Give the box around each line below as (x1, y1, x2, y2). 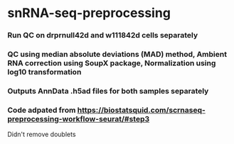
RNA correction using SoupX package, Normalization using (7, 58, 216, 68)
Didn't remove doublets (7, 130, 76, 139)
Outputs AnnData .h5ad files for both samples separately (7, 86, 209, 96)
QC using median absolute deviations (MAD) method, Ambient (7, 50, 228, 60)
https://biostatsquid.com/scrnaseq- (77, 105, 206, 115)
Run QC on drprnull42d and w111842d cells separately (7, 31, 198, 40)
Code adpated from (7, 105, 76, 115)
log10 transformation (7, 67, 82, 77)
